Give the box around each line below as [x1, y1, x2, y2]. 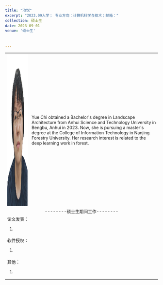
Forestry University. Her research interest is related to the [31, 135, 147, 141]
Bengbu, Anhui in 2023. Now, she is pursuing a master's [31, 125, 144, 131]
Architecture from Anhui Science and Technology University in [31, 120, 156, 125]
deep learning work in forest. [31, 140, 89, 146]
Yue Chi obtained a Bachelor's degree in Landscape [31, 114, 135, 120]
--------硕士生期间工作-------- [44, 208, 119, 214]
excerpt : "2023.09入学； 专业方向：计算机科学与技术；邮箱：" [5, 13, 119, 18]
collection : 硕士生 [5, 18, 42, 23]
